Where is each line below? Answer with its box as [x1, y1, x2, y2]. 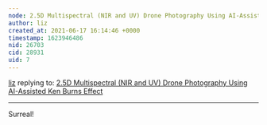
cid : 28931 [8, 49, 44, 57]
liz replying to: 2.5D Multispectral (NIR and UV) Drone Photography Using [8, 77, 248, 88]
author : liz [8, 19, 48, 27]
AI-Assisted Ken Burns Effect [8, 86, 103, 96]
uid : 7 [8, 57, 30, 64]
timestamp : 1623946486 [8, 33, 83, 42]
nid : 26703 [8, 41, 44, 49]
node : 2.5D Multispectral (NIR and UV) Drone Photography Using [8, 11, 226, 20]
